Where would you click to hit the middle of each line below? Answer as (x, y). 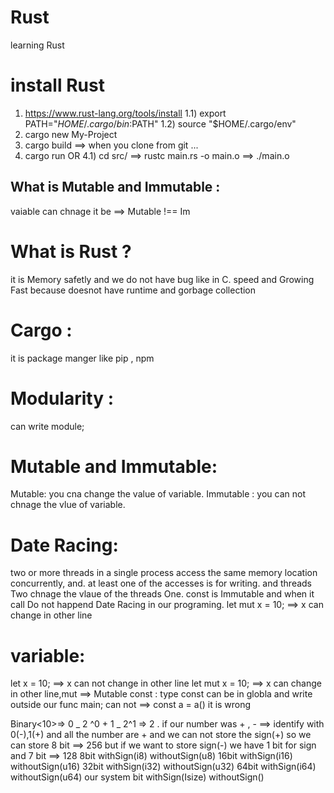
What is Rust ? (71, 251)
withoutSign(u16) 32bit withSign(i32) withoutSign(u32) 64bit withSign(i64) (163, 767)
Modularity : (62, 398)
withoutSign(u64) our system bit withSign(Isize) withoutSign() (137, 777)
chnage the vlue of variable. (68, 505)
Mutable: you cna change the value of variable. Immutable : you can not (158, 494)
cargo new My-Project (71, 134)
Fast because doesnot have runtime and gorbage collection (133, 290)
